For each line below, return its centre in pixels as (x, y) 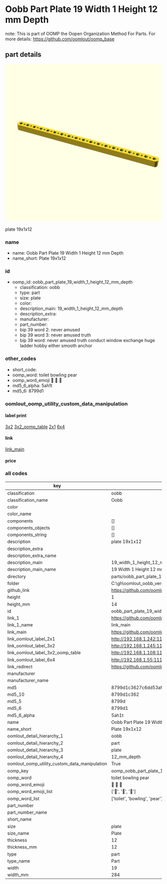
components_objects (29, 528)
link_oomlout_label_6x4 (31, 659)
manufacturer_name (28, 680)
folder (13, 583)
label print (16, 416)
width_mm (18, 875)
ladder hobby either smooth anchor (56, 346)
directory (17, 576)
